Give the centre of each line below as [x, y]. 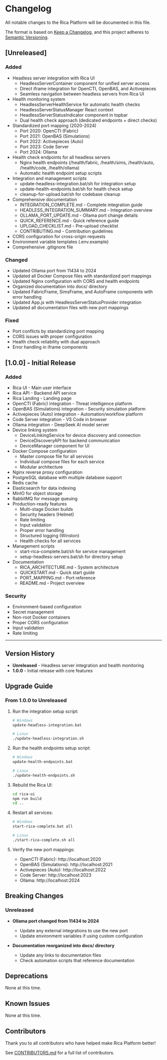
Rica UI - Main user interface [42, 388]
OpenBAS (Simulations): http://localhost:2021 [66, 864]
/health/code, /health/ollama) [49, 167]
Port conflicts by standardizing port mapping [58, 331]
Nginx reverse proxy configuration [47, 472]
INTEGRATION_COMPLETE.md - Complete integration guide [81, 205]
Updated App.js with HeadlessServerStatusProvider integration [77, 302]
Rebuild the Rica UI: [33, 785]
